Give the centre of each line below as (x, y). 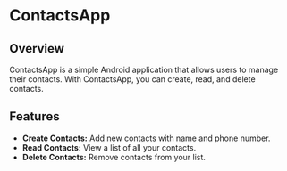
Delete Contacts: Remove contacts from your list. (114, 157)
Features (34, 117)
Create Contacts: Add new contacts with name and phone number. (146, 138)
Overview (37, 49)
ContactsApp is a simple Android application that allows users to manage (144, 69)
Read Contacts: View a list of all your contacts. (109, 147)
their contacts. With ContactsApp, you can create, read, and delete (133, 79)
